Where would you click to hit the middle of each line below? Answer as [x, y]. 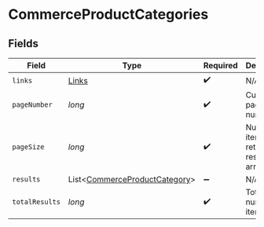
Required [220, 66]
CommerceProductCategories [108, 15]
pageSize [28, 147]
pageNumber [32, 105]
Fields [24, 44]
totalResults [37, 202]
